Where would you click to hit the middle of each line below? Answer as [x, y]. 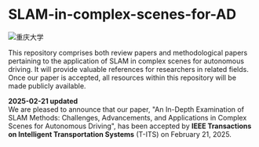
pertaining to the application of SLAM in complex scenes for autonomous [126, 61]
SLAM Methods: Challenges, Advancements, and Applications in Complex [128, 117]
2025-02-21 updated [43, 101]
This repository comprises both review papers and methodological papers [128, 52]
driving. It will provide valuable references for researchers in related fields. [128, 69]
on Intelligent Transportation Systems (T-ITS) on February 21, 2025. [120, 134]
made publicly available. [47, 86]
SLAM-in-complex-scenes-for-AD [122, 14]
